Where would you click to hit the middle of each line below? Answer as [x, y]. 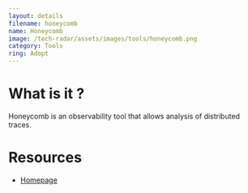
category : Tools [36, 46]
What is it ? [47, 94]
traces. [20, 124]
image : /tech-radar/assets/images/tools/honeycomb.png [103, 39]
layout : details [36, 16]
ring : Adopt [28, 54]
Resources [45, 158]
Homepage [39, 180]
